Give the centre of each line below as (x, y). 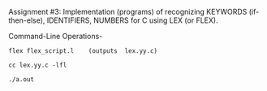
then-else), (27, 20)
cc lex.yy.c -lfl (38, 65)
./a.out (22, 80)
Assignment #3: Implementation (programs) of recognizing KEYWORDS (128, 12)
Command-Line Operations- (56, 36)
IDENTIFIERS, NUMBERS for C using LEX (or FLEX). (132, 20)
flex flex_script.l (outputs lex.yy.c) (83, 51)
